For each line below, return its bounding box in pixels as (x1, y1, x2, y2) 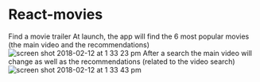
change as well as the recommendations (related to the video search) (8, 57, 236, 66)
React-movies (8, 6, 103, 24)
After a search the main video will (142, 48, 253, 58)
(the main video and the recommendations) (8, 39, 149, 49)
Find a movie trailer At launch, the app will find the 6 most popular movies (8, 32, 250, 41)
